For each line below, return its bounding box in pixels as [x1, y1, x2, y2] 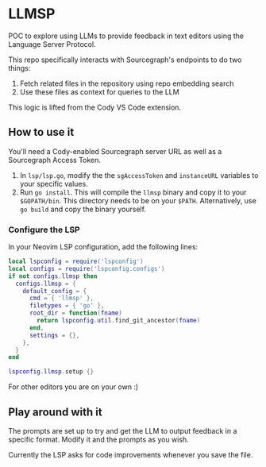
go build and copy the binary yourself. [19, 204, 147, 214]
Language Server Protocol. [8, 39, 97, 48]
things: [8, 63, 31, 72]
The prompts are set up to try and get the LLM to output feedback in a [8, 426, 237, 435]
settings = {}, [29, 331, 80, 339]
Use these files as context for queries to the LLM [19, 87, 180, 96]
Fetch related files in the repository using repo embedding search [19, 79, 234, 88]
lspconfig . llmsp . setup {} [8, 368, 94, 376]
